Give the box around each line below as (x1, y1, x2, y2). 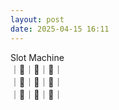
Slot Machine (10, 51, 65, 63)
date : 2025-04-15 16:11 (10, 24, 110, 34)
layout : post (10, 14, 65, 25)
